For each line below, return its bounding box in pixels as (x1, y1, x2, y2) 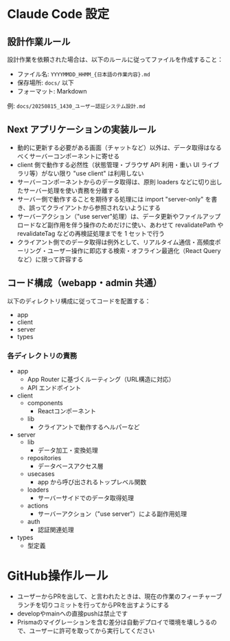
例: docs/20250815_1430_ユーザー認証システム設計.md (7, 102, 146, 110)
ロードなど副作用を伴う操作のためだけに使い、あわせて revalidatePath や (16, 221, 224, 229)
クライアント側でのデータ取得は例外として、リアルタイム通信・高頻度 (16, 238, 215, 246)
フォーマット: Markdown (16, 87, 87, 95)
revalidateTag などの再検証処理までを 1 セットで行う (16, 229, 165, 237)
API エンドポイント (27, 383, 81, 392)
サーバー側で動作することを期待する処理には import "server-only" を (16, 195, 211, 203)
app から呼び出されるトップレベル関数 (37, 477, 147, 486)
